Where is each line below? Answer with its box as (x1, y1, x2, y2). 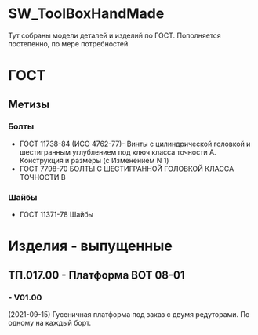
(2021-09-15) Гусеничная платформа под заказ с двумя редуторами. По (8, 309, 250, 319)
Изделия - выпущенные (8, 237, 173, 255)
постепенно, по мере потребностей (8, 38, 129, 48)
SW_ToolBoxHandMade (8, 5, 165, 23)
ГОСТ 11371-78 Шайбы (19, 209, 94, 220)
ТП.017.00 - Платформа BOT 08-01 (8, 268, 186, 282)
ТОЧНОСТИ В (19, 172, 66, 181)
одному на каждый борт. (8, 318, 92, 327)
